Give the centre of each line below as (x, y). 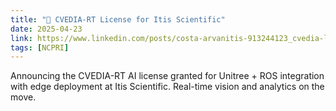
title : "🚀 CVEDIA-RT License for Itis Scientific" (118, 19)
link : (21, 38)
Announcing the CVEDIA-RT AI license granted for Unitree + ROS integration (167, 76)
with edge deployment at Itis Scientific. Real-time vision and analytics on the (167, 87)
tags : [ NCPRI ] (40, 47)
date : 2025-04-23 (46, 29)
